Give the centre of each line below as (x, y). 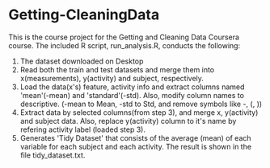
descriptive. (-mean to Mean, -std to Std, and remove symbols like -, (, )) (141, 104)
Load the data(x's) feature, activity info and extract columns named (132, 87)
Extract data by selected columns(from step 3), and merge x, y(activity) (139, 112)
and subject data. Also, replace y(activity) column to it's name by (128, 121)
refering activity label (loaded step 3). (83, 129)
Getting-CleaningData (84, 15)
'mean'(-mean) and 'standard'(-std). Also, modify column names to (132, 95)
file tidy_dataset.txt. (53, 155)
